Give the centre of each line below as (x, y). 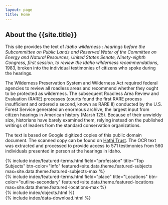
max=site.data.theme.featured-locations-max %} (56, 187)
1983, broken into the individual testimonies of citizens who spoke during (80, 68)
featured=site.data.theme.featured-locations (108, 182)
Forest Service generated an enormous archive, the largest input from (77, 109)
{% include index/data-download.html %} (48, 198)
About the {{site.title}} (41, 35)
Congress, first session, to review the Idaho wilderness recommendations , (82, 62)
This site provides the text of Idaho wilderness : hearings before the (75, 47)
